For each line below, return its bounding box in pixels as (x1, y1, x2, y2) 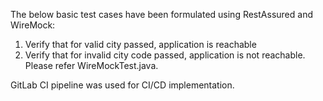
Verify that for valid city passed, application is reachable (24, 39, 257, 50)
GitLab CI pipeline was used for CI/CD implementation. (10, 79, 235, 91)
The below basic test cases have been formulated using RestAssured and (10, 9, 313, 20)
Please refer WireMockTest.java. (24, 60, 159, 71)
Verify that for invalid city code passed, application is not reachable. (24, 49, 306, 61)
